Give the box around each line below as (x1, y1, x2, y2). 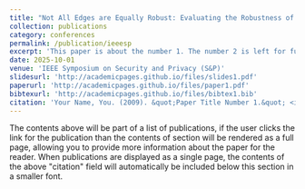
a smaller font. (9, 171, 64, 182)
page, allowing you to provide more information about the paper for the (9, 142, 275, 153)
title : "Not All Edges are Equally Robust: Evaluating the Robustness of (9, 13, 295, 23)
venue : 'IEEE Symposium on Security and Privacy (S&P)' (9, 65, 225, 74)
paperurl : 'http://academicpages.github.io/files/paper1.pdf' (9, 81, 250, 90)
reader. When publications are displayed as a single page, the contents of (9, 152, 285, 163)
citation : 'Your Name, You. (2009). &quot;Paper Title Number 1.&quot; (9, 97, 286, 107)
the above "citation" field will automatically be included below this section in (9, 161, 294, 173)
